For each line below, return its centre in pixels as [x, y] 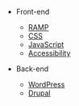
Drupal [39, 93]
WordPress [46, 85]
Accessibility [49, 53]
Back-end [32, 69]
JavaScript [46, 45]
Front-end [33, 12]
